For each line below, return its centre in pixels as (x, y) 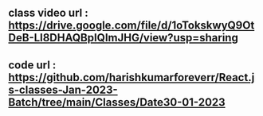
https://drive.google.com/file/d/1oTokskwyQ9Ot (131, 26)
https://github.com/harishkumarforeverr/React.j (131, 77)
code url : (32, 65)
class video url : (49, 13)
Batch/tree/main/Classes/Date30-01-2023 (117, 102)
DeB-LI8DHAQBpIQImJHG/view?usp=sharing (124, 38)
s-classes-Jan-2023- (63, 89)
